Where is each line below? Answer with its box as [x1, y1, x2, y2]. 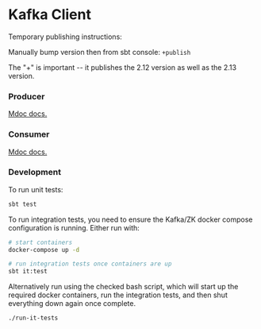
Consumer [8, 129, 50, 140]
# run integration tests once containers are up [8, 260, 172, 268]
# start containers [8, 238, 73, 246]
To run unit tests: [8, 184, 63, 194]
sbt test [8, 200, 37, 208]
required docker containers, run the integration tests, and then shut [8, 290, 228, 300]
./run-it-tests [8, 314, 59, 323]
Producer [8, 91, 45, 102]
